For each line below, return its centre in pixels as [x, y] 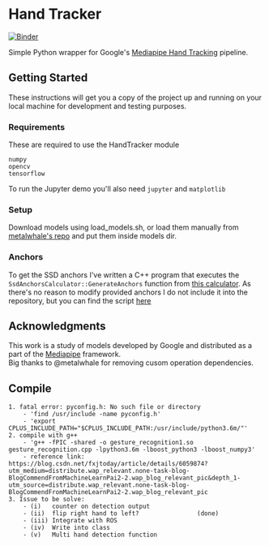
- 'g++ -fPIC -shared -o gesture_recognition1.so [109, 443]
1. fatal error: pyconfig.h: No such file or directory [105, 407]
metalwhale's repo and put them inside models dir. [92, 236]
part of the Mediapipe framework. [65, 355]
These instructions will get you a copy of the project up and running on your [135, 97]
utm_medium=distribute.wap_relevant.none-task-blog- [99, 471]
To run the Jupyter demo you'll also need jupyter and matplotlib [117, 189]
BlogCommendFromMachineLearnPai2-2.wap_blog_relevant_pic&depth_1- [125, 478]
